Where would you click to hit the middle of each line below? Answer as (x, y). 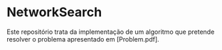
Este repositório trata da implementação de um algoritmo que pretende (111, 32)
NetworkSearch (54, 12)
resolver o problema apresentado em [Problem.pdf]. (83, 39)
